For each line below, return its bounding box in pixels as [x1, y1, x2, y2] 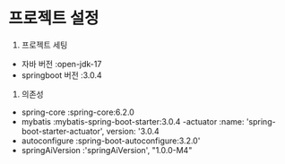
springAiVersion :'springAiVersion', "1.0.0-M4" [21, 144, 193, 155]
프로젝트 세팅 [21, 39, 68, 50]
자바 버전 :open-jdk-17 [21, 58, 102, 69]
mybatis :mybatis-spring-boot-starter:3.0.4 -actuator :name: [21, 116, 245, 126]
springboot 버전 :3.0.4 [21, 69, 102, 81]
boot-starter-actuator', [21, 125, 105, 136]
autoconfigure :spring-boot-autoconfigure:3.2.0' [21, 135, 201, 146]
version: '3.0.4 [106, 125, 160, 136]
